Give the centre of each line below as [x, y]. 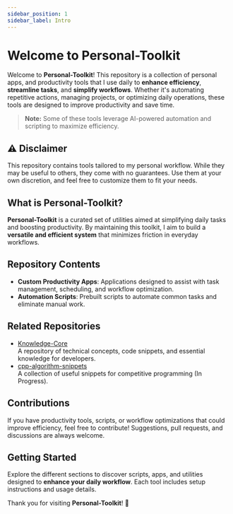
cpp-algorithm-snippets [52, 366]
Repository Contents [54, 265]
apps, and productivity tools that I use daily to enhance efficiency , [104, 83]
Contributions [38, 403]
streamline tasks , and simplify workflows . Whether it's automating [106, 90]
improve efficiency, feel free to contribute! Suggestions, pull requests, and [115, 428]
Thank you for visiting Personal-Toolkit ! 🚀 [68, 503]
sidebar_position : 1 [38, 14]
